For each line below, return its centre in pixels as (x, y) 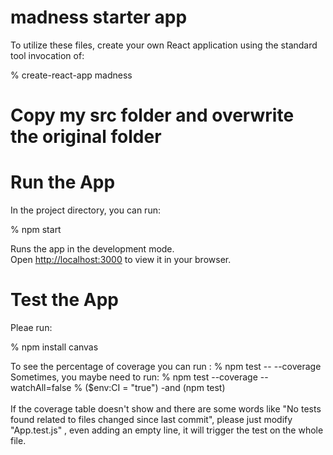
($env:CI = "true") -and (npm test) (155, 387)
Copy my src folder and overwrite (152, 115)
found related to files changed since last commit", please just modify (151, 419)
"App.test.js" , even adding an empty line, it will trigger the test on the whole (167, 430)
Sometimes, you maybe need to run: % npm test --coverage (134, 377)
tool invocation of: (47, 55)
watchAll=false (41, 387)
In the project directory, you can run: (85, 210)
